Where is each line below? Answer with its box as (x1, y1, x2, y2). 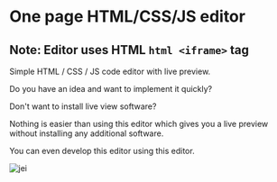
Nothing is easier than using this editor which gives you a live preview (9, 119, 269, 129)
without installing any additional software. (9, 128, 164, 139)
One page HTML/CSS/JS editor (9, 6, 246, 27)
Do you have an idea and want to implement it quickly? (9, 84, 213, 94)
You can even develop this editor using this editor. (9, 146, 196, 156)
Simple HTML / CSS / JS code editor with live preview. (9, 66, 211, 77)
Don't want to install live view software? (9, 101, 157, 112)
